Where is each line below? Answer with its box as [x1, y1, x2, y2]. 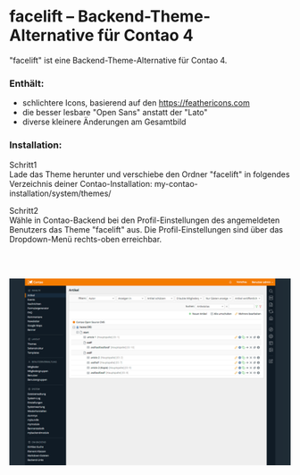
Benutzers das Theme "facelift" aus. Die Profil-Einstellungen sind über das [9, 224, 284, 234]
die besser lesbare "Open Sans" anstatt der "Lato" [21, 107, 208, 118]
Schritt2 [9, 205, 38, 216]
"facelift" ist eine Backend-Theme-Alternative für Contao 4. [9, 55, 228, 65]
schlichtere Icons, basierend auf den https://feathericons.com [21, 98, 250, 108]
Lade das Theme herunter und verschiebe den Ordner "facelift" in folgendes [9, 168, 290, 180]
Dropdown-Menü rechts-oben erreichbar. [9, 233, 162, 244]
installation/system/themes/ [9, 188, 112, 199]
